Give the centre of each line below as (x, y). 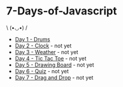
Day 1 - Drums (32, 39)
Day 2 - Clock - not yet (43, 46)
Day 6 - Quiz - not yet (42, 71)
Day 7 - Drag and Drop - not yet (54, 77)
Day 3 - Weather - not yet (46, 52)
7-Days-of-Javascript (61, 11)
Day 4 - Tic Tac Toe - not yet (51, 58)
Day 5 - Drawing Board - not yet (54, 65)
